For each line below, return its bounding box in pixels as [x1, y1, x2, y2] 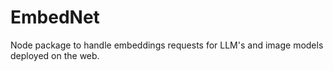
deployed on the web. [10, 49, 100, 61]
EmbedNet [10, 6, 100, 29]
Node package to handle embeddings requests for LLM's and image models [10, 39, 324, 51]
